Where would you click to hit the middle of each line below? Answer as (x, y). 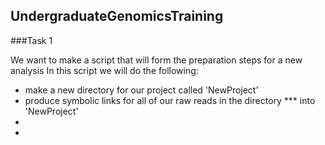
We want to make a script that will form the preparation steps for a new (156, 60)
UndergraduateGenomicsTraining (117, 16)
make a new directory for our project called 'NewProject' (141, 90)
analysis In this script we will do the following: (104, 70)
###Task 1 (31, 40)
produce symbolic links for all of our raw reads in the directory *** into (170, 100)
